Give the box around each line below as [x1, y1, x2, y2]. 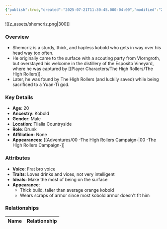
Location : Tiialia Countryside [12, 121, 72, 127]
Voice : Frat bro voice [12, 166, 56, 172]
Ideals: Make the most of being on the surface [12, 176, 108, 182]
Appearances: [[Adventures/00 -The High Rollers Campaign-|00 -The [12, 137, 157, 143]
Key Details [5, 94, 33, 101]
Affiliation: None [12, 132, 47, 138]
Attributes [5, 154, 30, 161]
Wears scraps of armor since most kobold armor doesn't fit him [19, 192, 150, 198]
